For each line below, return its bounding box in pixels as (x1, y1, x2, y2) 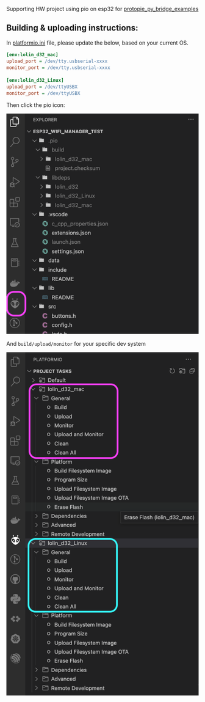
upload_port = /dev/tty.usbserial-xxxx (6, 58, 108, 64)
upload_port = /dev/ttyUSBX (6, 84, 78, 90)
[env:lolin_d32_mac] (6, 51, 59, 57)
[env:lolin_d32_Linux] (6, 78, 64, 84)
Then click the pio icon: (6, 101, 65, 109)
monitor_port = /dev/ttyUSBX (6, 90, 81, 97)
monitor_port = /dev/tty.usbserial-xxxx (6, 64, 111, 71)
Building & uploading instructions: (6, 23, 138, 33)
